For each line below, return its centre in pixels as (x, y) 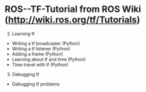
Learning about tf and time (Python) (49, 59)
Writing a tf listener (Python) (41, 48)
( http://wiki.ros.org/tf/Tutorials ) (72, 20)
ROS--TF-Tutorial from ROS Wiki (73, 9)
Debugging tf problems (36, 84)
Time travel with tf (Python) (40, 64)
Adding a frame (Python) (37, 54)
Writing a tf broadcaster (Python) (46, 43)
